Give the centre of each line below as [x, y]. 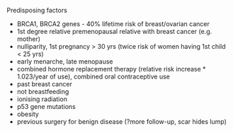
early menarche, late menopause [65, 62]
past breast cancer [44, 84]
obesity [28, 114]
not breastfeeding [43, 92]
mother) [28, 39]
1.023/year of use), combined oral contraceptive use [93, 76]
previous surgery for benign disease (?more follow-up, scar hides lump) [122, 122]
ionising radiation [42, 99]
